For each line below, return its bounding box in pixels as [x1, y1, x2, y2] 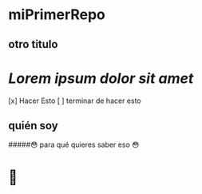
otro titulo [8, 38, 58, 51]
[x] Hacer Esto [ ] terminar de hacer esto [8, 96, 141, 105]
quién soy [8, 118, 58, 133]
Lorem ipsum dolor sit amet [8, 69, 194, 87]
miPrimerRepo [8, 6, 106, 24]
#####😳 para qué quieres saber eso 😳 [8, 140, 140, 149]
